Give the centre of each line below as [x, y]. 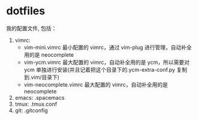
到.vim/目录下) [42, 77]
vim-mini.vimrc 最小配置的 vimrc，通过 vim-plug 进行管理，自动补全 [108, 47]
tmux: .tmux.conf [36, 104]
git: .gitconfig [31, 110]
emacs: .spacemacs [40, 97]
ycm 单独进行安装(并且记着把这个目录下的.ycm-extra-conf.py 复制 [105, 69]
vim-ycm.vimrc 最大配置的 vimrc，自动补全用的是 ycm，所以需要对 [107, 62]
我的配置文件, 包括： [31, 28]
